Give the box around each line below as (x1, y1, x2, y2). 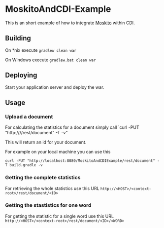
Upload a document (5, 113, 53, 120)
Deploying (5, 71, 37, 79)
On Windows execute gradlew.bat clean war (5, 57, 96, 63)
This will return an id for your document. (5, 139, 87, 145)
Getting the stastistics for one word (5, 202, 92, 209)
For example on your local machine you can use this (5, 149, 111, 155)
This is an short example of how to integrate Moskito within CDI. (5, 20, 135, 26)
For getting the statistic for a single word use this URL (5, 213, 114, 219)
